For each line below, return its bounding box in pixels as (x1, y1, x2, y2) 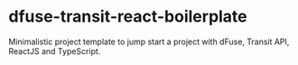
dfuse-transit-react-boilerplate (8, 6, 247, 27)
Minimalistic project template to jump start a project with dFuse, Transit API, (8, 36, 290, 47)
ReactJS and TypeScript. (8, 45, 101, 56)
